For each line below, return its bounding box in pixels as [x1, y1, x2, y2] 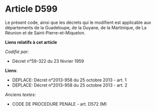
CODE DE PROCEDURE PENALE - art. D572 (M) [12, 101, 107, 107]
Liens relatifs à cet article [5, 39, 57, 45]
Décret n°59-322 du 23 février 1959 [12, 58, 84, 64]
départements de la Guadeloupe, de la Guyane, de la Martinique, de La [5, 24, 147, 30]
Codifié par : [5, 49, 29, 55]
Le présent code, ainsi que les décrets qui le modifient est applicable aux [5, 19, 152, 25]
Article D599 [5, 3, 58, 15]
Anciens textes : [5, 92, 36, 97]
